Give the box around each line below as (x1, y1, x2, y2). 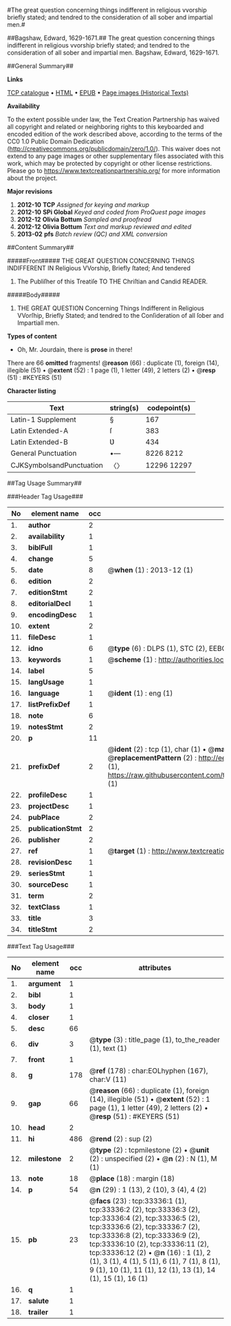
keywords (28, 655, 62, 664)
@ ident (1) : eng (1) (107, 689, 173, 698)
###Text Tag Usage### (7, 943, 75, 950)
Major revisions (7, 188, 53, 195)
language (28, 689, 60, 698)
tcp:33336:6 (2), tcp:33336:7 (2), (89, 1222, 201, 1232)
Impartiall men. (16, 319, 60, 327)
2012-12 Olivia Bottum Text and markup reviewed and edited (16, 223, 192, 230)
